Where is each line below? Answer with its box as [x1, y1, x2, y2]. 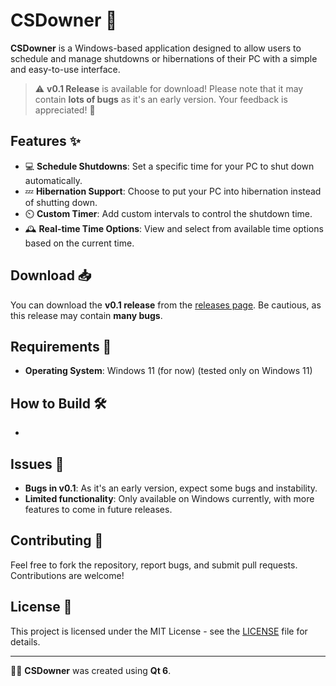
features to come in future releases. [24, 504, 173, 515]
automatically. [24, 174, 83, 186]
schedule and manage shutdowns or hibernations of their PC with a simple [10, 52, 318, 64]
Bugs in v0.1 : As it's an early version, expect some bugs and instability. [24, 482, 318, 494]
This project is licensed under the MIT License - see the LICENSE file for [10, 625, 308, 637]
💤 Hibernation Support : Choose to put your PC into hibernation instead [24, 185, 322, 197]
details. [10, 635, 41, 648]
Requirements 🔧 [10, 338, 112, 355]
